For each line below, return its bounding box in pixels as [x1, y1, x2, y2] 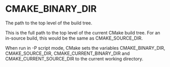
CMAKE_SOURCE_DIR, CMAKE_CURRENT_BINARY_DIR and [5, 50, 130, 56]
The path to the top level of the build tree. [5, 20, 93, 26]
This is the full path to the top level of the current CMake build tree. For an [5, 29, 160, 36]
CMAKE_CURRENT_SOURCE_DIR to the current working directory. [5, 55, 144, 61]
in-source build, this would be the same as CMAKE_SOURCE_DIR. [5, 35, 143, 41]
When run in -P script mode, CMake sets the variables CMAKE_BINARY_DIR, [5, 45, 165, 51]
